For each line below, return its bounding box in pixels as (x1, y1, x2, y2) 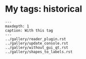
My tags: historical (5, 3, 83, 15)
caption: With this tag (5, 28, 53, 33)
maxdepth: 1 (5, 23, 29, 29)
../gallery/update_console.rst (5, 40, 69, 46)
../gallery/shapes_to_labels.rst (5, 49, 73, 54)
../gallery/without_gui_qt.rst (5, 45, 69, 50)
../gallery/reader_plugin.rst (5, 37, 67, 41)
